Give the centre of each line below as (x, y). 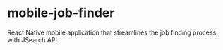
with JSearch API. (33, 39)
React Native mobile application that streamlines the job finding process (112, 32)
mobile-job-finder (61, 13)
